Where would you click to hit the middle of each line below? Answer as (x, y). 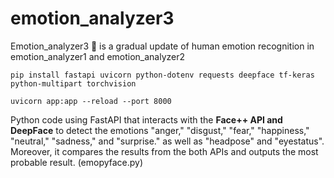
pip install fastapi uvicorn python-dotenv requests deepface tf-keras (162, 75)
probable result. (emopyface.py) (77, 162)
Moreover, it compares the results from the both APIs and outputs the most (164, 151)
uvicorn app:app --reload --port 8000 (91, 101)
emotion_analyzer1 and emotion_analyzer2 (98, 56)
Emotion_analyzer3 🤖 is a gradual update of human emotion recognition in (162, 46)
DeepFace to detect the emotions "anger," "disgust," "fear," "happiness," (160, 130)
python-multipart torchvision (73, 83)
